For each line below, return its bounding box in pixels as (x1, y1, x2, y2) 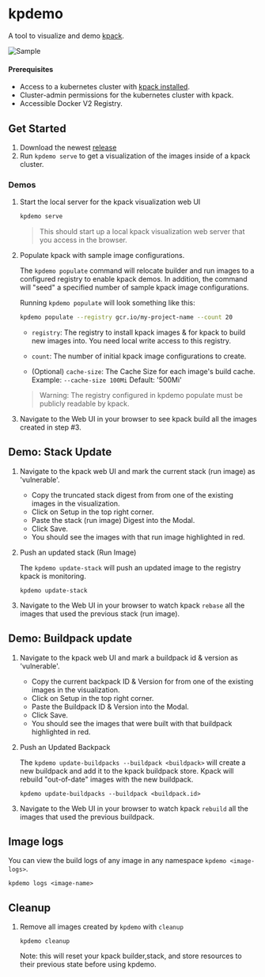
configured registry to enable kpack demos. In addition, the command (19, 275, 248, 284)
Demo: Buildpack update (8, 632, 133, 646)
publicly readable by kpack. (39, 399, 130, 408)
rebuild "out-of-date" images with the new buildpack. (19, 774, 194, 784)
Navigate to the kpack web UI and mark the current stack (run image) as (19, 466, 256, 475)
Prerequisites (8, 64, 54, 74)
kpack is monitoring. (19, 571, 87, 581)
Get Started (8, 122, 66, 135)
